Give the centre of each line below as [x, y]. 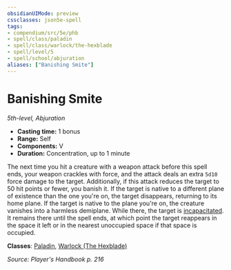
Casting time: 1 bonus [49, 131]
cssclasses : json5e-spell [44, 20]
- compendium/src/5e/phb [43, 33]
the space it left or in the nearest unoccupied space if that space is [102, 225]
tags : [15, 26]
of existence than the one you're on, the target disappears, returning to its [112, 196]
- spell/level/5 [30, 52]
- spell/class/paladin [40, 39]
